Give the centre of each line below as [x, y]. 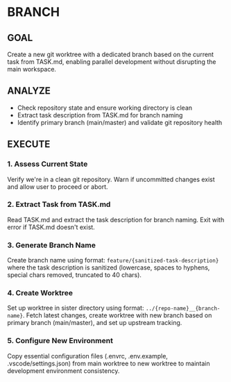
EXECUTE [29, 144]
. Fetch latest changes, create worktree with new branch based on [117, 315]
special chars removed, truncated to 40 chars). [75, 275]
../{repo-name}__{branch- [183, 309]
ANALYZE [29, 91]
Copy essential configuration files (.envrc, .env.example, [88, 356]
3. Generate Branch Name [51, 245]
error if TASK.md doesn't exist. [51, 227]
